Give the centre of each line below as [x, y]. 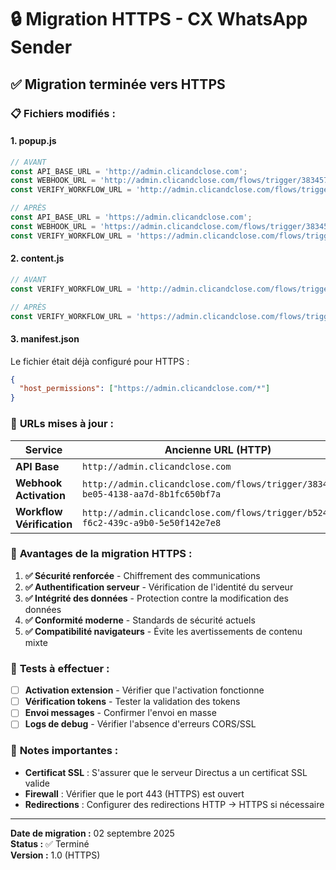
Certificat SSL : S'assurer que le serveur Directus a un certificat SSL [166, 772]
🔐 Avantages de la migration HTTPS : [101, 554]
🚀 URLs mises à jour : [62, 424]
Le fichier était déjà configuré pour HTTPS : [100, 361]
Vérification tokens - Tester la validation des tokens [132, 702]
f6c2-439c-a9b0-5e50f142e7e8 [152, 522]
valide [37, 783]
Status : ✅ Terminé [50, 843]
